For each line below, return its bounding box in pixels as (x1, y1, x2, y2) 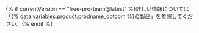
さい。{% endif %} (5, 20, 53, 27)
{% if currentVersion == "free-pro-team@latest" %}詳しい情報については (5, 5, 189, 12)
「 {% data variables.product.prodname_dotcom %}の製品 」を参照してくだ (5, 13, 194, 20)
